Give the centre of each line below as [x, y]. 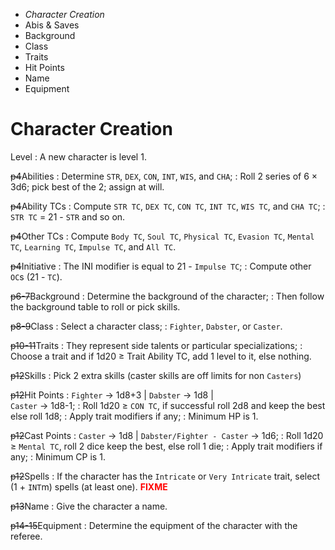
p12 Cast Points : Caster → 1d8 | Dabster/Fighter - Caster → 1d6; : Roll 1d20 [167, 435]
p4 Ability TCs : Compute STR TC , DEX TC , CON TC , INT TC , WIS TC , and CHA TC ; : [168, 206]
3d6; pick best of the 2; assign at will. [87, 186]
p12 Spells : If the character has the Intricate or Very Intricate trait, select [165, 476]
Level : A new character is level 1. [78, 156]
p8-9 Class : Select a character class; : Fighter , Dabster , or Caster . [146, 326]
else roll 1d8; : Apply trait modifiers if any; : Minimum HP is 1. [134, 416]
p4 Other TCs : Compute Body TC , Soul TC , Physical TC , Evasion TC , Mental [162, 236]
